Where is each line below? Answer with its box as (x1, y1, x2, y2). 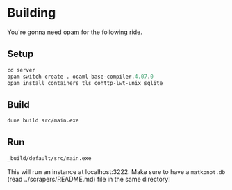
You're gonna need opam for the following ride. (7, 28, 142, 36)
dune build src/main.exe (7, 117, 79, 125)
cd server (7, 66, 36, 74)
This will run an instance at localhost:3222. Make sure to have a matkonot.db (7, 167, 226, 175)
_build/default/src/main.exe (7, 155, 92, 161)
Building (7, 5, 56, 21)
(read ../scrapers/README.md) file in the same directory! (7, 175, 170, 183)
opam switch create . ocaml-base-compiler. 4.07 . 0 (7, 73, 154, 80)
